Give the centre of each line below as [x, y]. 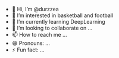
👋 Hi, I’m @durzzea [35, 9]
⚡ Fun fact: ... [28, 50]
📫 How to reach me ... [39, 35]
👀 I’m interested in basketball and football [62, 15]
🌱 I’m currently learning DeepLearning [58, 22]
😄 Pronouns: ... [31, 43]
